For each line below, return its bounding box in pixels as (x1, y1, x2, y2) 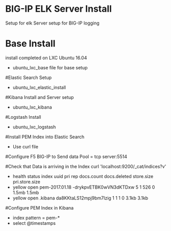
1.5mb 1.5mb (12, 189, 39, 195)
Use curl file (12, 143, 38, 149)
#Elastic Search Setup (5, 74, 52, 81)
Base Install (5, 38, 56, 49)
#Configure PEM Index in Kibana (5, 204, 74, 211)
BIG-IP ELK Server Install (5, 3, 112, 15)
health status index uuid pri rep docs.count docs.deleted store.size (12, 173, 154, 179)
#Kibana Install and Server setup (5, 94, 74, 100)
